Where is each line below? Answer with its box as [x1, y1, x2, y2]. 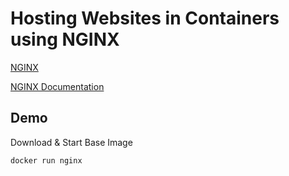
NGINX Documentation [10, 80, 105, 92]
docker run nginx [10, 155, 83, 166]
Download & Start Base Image [10, 136, 133, 148]
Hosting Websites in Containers [10, 7, 280, 30]
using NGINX [10, 28, 120, 51]
